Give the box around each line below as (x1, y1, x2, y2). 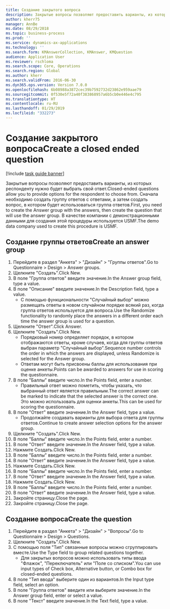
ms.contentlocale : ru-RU (6, 101, 58, 106)
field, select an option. (13, 582, 60, 588)
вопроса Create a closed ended (6, 143, 140, 154)
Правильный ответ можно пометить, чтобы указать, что (20, 382, 142, 389)
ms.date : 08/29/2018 (6, 26, 49, 31)
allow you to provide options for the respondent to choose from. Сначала (6, 191, 158, 197)
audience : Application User (6, 54, 65, 60)
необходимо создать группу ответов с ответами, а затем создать (6, 196, 148, 202)
